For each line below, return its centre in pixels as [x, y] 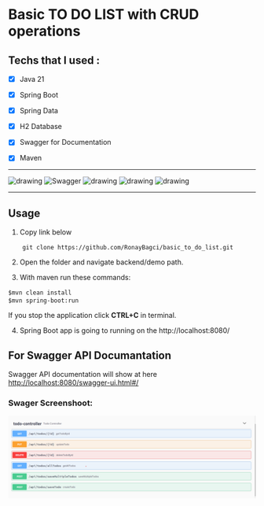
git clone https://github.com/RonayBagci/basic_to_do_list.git [128, 248]
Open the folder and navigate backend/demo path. [101, 262]
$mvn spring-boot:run [44, 301]
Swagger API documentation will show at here [82, 374]
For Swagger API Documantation [90, 355]
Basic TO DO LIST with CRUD [104, 15]
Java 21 [32, 79]
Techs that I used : [54, 60]
